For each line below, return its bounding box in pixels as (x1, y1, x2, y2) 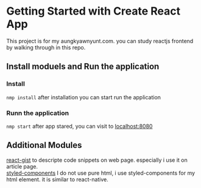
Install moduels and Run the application (6, 61, 160, 72)
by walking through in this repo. (6, 44, 86, 51)
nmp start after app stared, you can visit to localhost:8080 (6, 122, 153, 130)
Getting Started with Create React (6, 4, 181, 18)
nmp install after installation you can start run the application (6, 93, 161, 101)
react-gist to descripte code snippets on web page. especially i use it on (6, 156, 188, 164)
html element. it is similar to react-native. (6, 175, 108, 183)
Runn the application (6, 108, 69, 117)
